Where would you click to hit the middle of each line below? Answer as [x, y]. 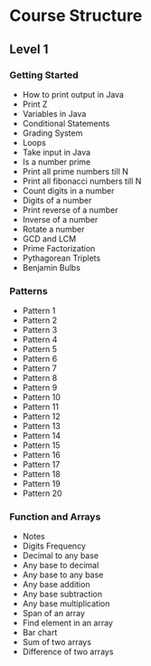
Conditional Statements [66, 123]
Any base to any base [63, 575]
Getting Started [44, 75]
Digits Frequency [54, 546]
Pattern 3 [40, 330]
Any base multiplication [66, 604]
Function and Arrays [55, 517]
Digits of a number [57, 200]
